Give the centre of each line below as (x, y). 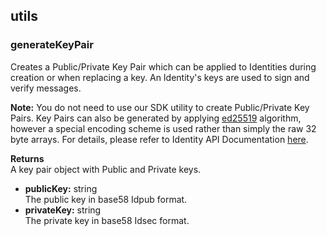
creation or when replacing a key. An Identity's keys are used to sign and (160, 77)
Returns (27, 158)
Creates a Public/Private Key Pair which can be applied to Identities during (163, 66)
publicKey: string (61, 188)
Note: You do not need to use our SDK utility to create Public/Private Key (160, 107)
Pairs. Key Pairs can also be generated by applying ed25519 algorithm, (156, 118)
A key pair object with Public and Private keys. (106, 169)
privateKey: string (63, 210)
